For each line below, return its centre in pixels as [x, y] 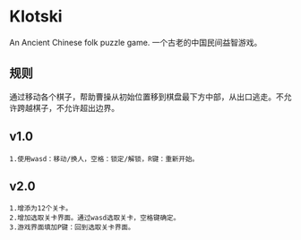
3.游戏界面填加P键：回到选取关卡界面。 [72, 227]
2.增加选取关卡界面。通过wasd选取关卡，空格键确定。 [95, 218]
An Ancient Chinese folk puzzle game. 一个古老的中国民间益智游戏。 [136, 42]
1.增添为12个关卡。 [41, 209]
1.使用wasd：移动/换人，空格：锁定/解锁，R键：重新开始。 [104, 159]
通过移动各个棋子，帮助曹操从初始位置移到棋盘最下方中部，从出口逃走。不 [146, 97]
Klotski [36, 17]
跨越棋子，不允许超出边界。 [68, 107]
